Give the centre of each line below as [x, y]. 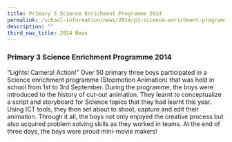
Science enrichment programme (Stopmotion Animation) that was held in [111, 80]
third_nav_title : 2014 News [48, 33]
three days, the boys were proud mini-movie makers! [82, 131]
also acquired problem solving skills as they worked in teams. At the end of [114, 124]
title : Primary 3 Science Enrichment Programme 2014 [85, 14]
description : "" [30, 26]
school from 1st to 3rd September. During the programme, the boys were [110, 87]
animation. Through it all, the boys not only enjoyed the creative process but [115, 116]
